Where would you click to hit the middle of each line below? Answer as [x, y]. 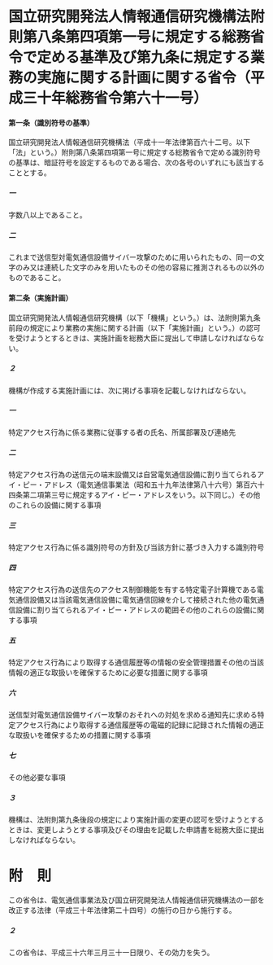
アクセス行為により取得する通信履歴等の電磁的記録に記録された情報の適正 [140, 725]
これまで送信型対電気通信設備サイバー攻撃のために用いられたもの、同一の [133, 257]
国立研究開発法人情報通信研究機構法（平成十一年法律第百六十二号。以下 [129, 143]
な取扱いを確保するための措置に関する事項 [80, 735]
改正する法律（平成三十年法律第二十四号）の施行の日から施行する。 [122, 910]
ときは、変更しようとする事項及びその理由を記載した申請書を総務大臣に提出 [136, 830]
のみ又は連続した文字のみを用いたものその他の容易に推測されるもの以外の [140, 268]
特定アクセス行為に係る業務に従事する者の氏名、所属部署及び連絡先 [122, 432]
